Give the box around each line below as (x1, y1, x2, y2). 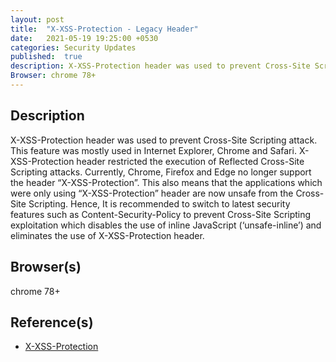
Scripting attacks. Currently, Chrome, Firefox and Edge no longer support (10, 166, 312, 178)
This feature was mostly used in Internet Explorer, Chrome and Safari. (10, 144, 297, 156)
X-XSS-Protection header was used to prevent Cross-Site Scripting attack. (10, 134, 318, 146)
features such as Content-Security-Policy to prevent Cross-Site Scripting (10, 208, 312, 220)
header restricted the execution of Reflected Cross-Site (76, 155, 305, 167)
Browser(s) (10, 259, 82, 276)
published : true (10, 52, 83, 62)
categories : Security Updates (10, 42, 137, 53)
